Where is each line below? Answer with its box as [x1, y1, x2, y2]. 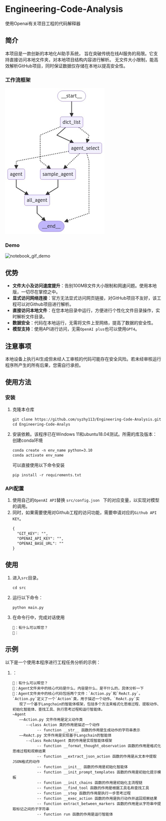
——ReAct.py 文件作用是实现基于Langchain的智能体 [19, 733, 112, 738]
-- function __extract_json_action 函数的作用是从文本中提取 [37, 754, 157, 759]
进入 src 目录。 [12, 574, 41, 580]
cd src [12, 585, 26, 590]
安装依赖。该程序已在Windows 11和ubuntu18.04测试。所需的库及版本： [12, 431, 157, 437]
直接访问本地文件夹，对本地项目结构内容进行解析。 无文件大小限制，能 [9, 56, 154, 62]
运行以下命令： [12, 594, 43, 600]
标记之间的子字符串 [16, 806, 50, 812]
